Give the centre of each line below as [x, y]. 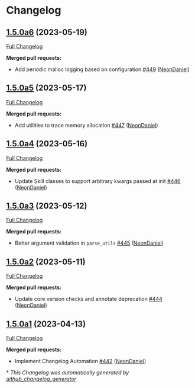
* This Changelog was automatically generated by [68, 373]
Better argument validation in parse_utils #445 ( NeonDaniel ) [89, 243]
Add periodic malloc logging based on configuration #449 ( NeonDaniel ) [102, 69]
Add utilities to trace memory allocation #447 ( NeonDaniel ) [86, 125]
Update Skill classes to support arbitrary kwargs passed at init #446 [97, 181]
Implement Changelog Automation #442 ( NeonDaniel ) [80, 361]
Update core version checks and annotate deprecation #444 [88, 299]
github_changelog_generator [41, 379]
